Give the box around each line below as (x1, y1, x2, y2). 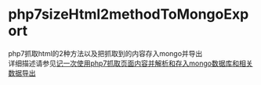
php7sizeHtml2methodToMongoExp (8, 5, 249, 23)
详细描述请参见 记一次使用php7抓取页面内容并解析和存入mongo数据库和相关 (8, 58, 253, 68)
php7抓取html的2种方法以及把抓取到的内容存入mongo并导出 (8, 48, 203, 58)
